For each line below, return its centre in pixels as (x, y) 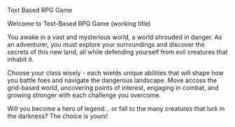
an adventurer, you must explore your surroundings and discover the (106, 44)
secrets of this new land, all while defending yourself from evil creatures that (117, 52)
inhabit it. (21, 59)
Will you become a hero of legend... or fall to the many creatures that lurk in (116, 109)
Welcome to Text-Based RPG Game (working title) (79, 23)
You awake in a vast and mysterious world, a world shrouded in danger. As (115, 37)
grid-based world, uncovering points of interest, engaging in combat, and (113, 88)
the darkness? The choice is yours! (58, 116)
